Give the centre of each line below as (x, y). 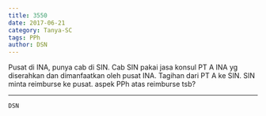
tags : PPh (25, 37)
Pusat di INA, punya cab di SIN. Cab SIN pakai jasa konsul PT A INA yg (123, 67)
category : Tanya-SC (40, 30)
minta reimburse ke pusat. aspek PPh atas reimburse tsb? (102, 84)
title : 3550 (28, 15)
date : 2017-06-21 (37, 23)
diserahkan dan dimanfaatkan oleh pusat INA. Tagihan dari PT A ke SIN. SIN (132, 76)
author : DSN (28, 45)
